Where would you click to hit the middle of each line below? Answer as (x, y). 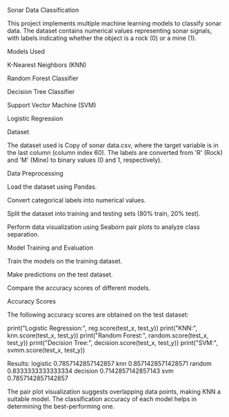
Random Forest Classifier (43, 78)
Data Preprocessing (35, 173)
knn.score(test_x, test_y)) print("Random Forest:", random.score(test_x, (108, 335)
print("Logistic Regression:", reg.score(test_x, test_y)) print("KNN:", (102, 328)
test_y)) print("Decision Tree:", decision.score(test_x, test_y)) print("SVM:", (113, 343)
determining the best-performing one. (61, 406)
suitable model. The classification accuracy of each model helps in (102, 399)
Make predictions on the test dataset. (60, 275)
